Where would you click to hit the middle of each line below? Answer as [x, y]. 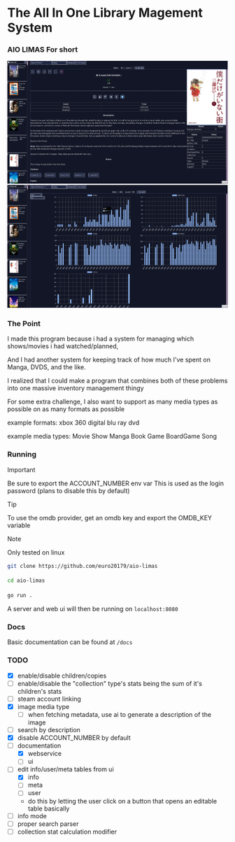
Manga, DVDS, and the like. [47, 367]
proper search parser [48, 824]
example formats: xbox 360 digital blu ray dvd [73, 423]
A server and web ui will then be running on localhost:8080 [93, 609]
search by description [49, 729]
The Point [24, 324]
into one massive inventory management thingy [76, 388]
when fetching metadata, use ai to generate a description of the [120, 714]
